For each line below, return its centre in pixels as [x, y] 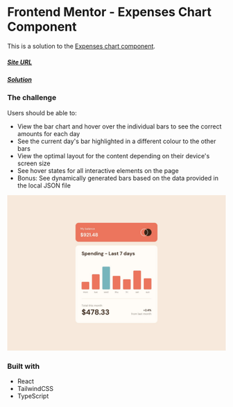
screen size [34, 163]
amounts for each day [49, 133]
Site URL [20, 62]
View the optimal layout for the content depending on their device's [113, 156]
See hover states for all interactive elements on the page [98, 170]
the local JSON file [44, 185]
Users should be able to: [42, 113]
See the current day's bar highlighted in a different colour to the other [116, 141]
